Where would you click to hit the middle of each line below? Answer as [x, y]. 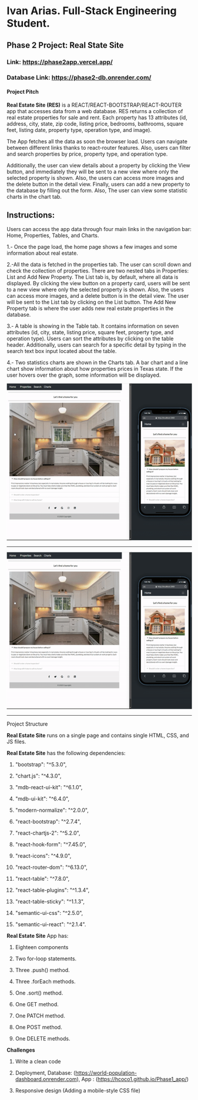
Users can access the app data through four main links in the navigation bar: [99, 229]
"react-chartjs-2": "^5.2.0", [48, 833]
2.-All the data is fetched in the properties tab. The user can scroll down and [99, 265]
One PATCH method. [40, 1016]
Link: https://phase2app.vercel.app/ [60, 62]
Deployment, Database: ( [45, 1073]
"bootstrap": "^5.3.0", [41, 765]
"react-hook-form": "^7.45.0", [51, 845]
